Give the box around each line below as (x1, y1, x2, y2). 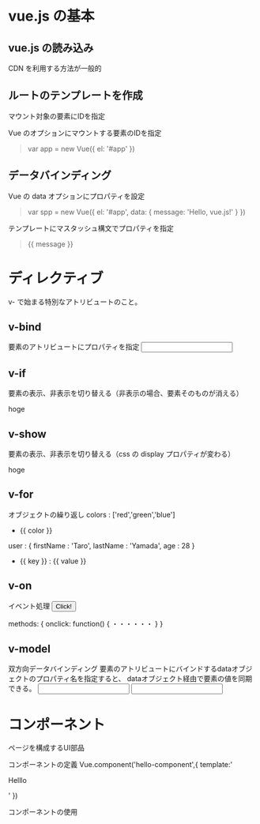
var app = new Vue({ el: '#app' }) (27, 144, 136, 153)
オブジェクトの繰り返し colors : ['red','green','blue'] (8, 510, 175, 519)
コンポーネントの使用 (8, 807, 77, 817)
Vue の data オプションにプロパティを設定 (8, 191, 145, 201)
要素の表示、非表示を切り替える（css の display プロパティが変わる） (8, 450, 236, 458)
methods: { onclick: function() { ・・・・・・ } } (8, 619, 164, 628)
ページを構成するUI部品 (8, 743, 85, 753)
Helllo (8, 776, 28, 785)
